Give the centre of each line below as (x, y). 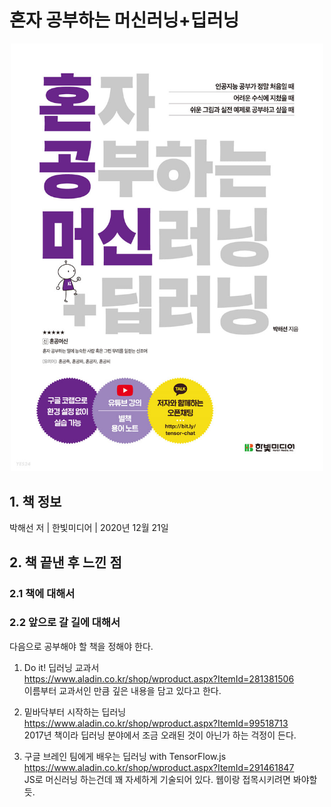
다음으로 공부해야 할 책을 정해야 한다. (81, 646)
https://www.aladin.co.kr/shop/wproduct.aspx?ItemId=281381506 (159, 678)
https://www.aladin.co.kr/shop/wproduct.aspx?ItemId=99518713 (156, 723)
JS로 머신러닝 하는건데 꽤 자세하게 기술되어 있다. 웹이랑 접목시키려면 (157, 779)
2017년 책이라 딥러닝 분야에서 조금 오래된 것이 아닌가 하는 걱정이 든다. (160, 735)
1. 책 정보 (35, 501)
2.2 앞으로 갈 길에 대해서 (65, 623)
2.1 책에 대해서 (42, 593)
